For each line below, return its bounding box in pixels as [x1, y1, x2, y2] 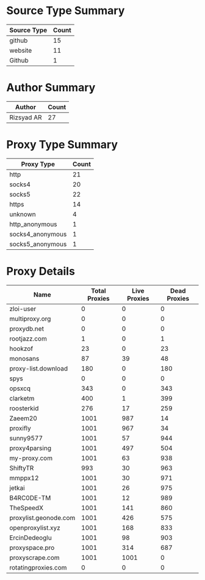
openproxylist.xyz [9, 523, 61, 532]
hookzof [9, 344, 34, 353]
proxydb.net [9, 324, 45, 333]
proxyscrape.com [9, 553, 60, 562]
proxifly [9, 424, 32, 432]
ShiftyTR [9, 464, 34, 472]
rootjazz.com [9, 334, 47, 343]
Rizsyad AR [9, 113, 42, 121]
